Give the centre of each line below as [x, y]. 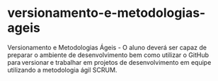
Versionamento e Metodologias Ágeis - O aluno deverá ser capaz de [107, 47]
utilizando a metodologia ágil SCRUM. [62, 70]
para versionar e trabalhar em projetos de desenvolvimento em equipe [109, 62]
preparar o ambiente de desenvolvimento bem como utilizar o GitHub [108, 55]
